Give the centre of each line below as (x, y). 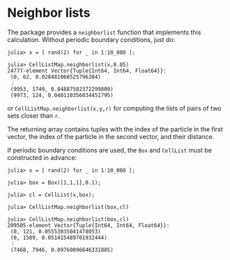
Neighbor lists (49, 13)
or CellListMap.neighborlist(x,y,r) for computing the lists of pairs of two (114, 108)
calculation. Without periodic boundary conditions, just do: (91, 39)
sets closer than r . (34, 115)
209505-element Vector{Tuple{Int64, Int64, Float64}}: (89, 225)
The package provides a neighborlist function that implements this (104, 32)
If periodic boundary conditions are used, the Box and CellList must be (110, 150)
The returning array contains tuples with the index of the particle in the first (115, 129)
